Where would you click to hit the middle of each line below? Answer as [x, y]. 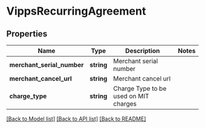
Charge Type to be [140, 88]
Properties [27, 34]
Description [142, 51]
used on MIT [131, 96]
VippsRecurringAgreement [76, 11]
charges [125, 104]
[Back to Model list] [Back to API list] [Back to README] [76, 119]
